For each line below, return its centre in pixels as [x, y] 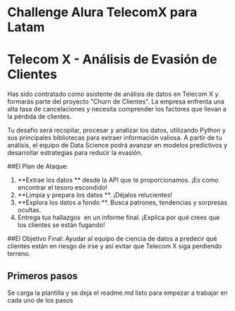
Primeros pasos [43, 276]
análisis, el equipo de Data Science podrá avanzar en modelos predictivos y [117, 145]
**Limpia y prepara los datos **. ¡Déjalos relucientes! [95, 195]
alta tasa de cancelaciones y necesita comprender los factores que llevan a [117, 109]
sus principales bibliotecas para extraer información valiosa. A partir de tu [115, 138]
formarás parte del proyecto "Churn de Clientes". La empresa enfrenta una [116, 102]
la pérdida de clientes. [40, 116]
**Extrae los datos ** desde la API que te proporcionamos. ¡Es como [118, 180]
